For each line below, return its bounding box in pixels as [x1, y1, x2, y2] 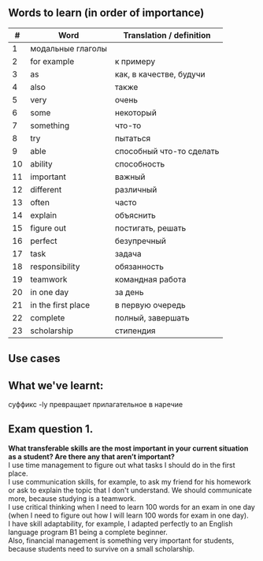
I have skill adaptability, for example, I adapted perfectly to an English [8, 518, 234, 528]
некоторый [114, 107, 157, 118]
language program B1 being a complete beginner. [8, 527, 168, 537]
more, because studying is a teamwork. [8, 493, 136, 503]
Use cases [8, 352, 61, 365]
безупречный [114, 235, 167, 246]
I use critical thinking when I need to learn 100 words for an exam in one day [8, 502, 256, 511]
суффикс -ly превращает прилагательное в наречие [8, 400, 183, 410]
